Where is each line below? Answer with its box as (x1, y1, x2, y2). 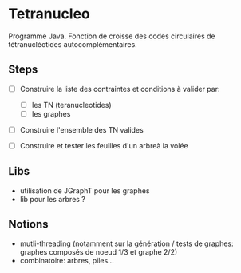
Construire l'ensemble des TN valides (19, 125, 144, 134)
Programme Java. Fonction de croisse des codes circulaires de (8, 31, 215, 41)
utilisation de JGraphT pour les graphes (19, 185, 150, 196)
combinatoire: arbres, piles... (19, 255, 114, 265)
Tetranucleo (8, 5, 90, 23)
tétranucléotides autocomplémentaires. (8, 39, 137, 49)
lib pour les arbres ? (19, 194, 86, 204)
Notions (8, 217, 49, 231)
